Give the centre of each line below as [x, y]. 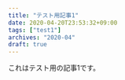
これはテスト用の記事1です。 [54, 68]
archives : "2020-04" [42, 37]
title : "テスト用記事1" [43, 15]
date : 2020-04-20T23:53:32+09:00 [63, 23]
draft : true [28, 45]
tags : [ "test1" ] [35, 30]
